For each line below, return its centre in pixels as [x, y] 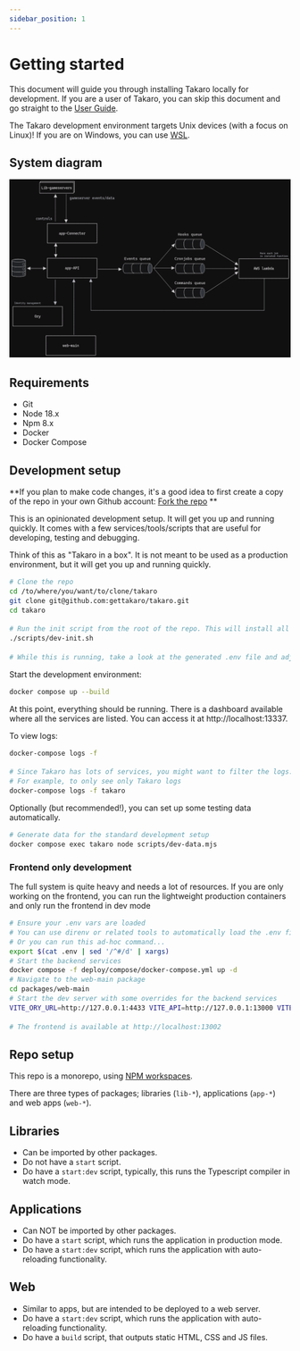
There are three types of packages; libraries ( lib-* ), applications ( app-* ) [143, 1094]
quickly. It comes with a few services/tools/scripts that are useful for [135, 528]
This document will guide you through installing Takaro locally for [129, 88]
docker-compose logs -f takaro [67, 791]
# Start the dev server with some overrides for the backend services [143, 999]
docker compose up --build [59, 692]
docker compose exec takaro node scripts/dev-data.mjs [113, 844]
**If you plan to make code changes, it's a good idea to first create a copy [146, 491]
